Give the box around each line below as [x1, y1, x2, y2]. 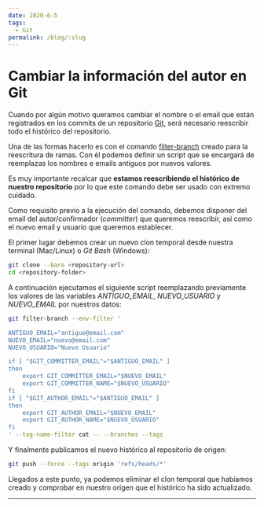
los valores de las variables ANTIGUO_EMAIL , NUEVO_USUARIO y [8, 291, 222, 300]
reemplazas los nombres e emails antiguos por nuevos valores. [8, 159, 212, 168]
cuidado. [8, 190, 37, 200]
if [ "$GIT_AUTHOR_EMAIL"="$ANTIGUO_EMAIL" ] [8, 394, 159, 402]
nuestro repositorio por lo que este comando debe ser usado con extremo [8, 182, 251, 192]
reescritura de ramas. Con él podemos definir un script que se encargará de [8, 150, 255, 160]
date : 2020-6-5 [8, 11, 58, 20]
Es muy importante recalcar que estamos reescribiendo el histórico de [8, 174, 240, 183]
